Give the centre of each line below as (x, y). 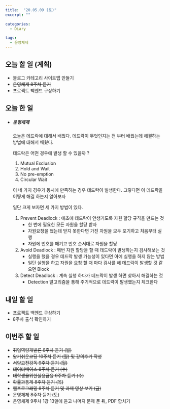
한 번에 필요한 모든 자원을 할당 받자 (62, 224)
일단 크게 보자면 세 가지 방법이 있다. (48, 208)
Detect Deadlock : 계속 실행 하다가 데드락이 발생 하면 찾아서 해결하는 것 (92, 275)
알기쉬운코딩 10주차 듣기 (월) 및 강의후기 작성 (57, 356)
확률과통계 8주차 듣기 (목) (38, 382)
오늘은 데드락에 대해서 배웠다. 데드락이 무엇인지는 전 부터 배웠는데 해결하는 (87, 136)
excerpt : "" (18, 15)
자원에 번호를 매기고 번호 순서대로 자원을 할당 (73, 244)
